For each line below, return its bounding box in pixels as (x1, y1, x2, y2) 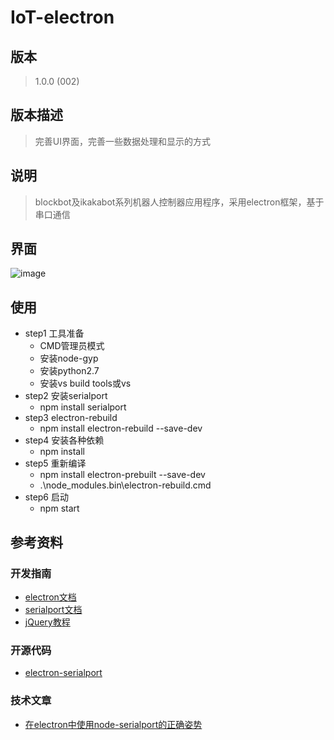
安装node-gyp (39, 352, 99, 365)
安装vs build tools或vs (39, 377, 132, 390)
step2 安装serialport (24, 390, 108, 402)
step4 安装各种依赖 (24, 434, 105, 446)
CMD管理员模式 (39, 340, 105, 352)
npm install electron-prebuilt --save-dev (39, 469, 206, 481)
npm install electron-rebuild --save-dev (39, 422, 203, 435)
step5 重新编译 (24, 457, 87, 470)
